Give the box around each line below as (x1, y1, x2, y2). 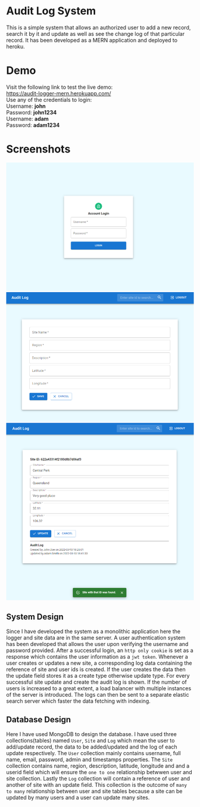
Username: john (6, 103, 46, 110)
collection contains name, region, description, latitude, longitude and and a (6, 762, 190, 769)
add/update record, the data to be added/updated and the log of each (6, 743, 177, 750)
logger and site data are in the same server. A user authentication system (6, 634, 186, 641)
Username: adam (6, 115, 49, 122)
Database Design (6, 715, 71, 725)
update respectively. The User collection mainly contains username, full (6, 749, 181, 756)
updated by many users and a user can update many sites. (6, 794, 150, 801)
